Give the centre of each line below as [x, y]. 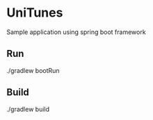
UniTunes [35, 13]
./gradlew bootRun [33, 70]
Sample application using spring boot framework [76, 32]
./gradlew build [28, 109]
